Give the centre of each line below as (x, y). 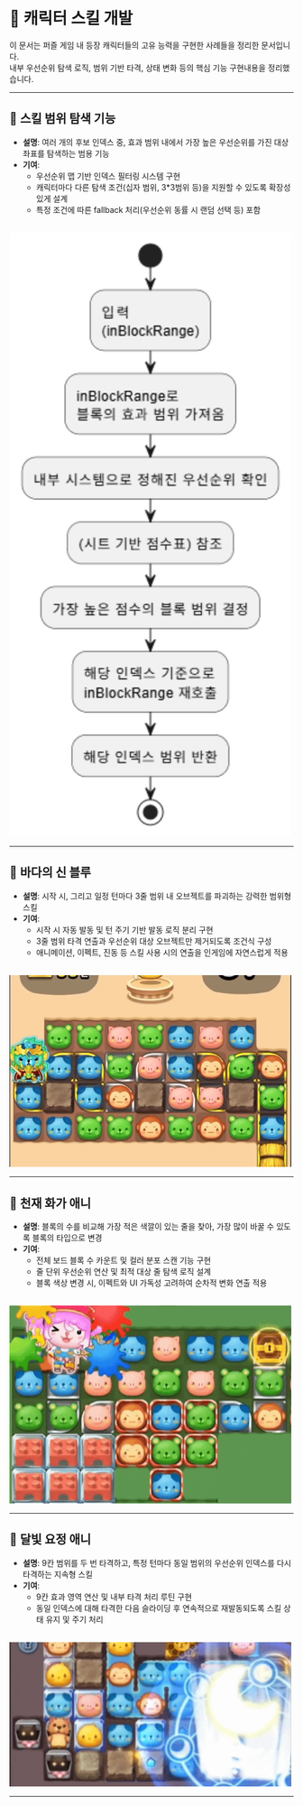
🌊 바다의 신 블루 (50, 873)
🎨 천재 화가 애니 (50, 1203)
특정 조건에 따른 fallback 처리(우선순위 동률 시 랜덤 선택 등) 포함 (148, 209)
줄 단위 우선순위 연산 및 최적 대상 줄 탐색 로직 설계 (124, 1272)
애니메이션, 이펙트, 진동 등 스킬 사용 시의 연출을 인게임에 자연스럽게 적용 (162, 952)
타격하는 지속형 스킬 (57, 1574)
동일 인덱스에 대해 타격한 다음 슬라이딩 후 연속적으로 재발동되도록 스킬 (159, 1608)
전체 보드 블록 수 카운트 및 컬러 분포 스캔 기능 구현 (124, 1260)
